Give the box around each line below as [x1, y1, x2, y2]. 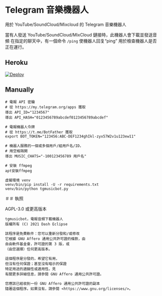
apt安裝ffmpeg [5, 168, 33, 173]
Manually [5, 86, 34, 94]
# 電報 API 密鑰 [5, 99, 35, 104]
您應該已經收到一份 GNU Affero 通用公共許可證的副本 [5, 281, 100, 286]
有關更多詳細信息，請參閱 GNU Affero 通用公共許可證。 [5, 272, 104, 276]
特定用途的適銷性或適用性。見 [5, 266, 56, 271]
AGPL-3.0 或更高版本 [5, 206, 47, 212]
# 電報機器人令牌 [5, 124, 35, 129]
